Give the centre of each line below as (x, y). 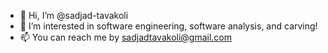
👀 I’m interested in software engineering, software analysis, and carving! (168, 26)
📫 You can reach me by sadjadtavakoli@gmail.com (126, 37)
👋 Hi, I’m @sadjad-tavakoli (74, 15)
